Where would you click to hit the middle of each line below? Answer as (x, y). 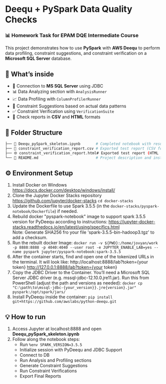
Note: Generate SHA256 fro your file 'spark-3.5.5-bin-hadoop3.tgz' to (83, 232)
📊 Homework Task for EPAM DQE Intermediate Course (72, 36)
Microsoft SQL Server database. (38, 58)
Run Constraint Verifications (48, 371)
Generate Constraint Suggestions (54, 366)
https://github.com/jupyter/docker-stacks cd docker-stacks (73, 201)
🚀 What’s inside (30, 74)
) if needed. (66, 211)
